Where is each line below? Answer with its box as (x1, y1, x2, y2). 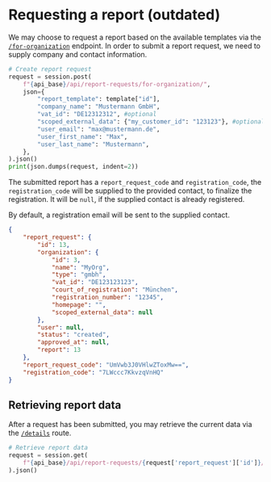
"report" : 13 (37, 346, 81, 354)
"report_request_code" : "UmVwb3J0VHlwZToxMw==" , (23, 361, 190, 369)
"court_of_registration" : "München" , (51, 286, 179, 294)
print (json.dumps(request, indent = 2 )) (8, 163, 139, 171)
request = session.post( (8, 73, 92, 81)
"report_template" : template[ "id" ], (37, 95, 161, 103)
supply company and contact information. (8, 49, 148, 59)
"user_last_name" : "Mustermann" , (37, 140, 150, 149)
